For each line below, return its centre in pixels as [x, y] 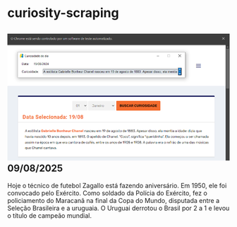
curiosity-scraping [63, 13]
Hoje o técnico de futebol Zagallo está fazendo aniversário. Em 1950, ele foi [117, 185]
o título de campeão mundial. [49, 215]
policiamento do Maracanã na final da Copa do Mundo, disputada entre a [114, 200]
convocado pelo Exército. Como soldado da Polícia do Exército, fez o [108, 193]
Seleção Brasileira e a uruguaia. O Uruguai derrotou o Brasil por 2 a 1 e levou [119, 208]
